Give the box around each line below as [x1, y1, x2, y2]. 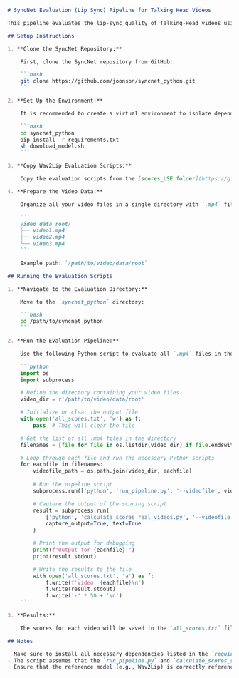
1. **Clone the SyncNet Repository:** [7, 45, 122, 53]
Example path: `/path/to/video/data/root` [20, 260, 148, 267]
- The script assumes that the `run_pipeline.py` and [7, 657, 171, 664]
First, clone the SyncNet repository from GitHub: [20, 58, 174, 66]
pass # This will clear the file [33, 421, 135, 429]
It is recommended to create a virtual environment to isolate [20, 110, 212, 117]
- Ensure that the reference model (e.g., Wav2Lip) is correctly [7, 664, 205, 671]
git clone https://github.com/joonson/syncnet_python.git [20, 78, 196, 85]
